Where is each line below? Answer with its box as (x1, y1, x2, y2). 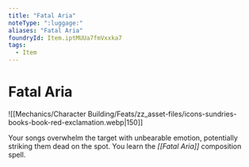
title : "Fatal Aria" (8, 11, 77, 20)
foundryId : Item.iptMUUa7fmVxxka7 (8, 33, 123, 42)
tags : (8, 41, 26, 49)
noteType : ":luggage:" (8, 19, 83, 27)
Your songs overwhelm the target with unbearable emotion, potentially (8, 133, 238, 142)
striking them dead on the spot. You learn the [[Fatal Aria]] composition (8, 141, 242, 151)
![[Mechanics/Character (8, 109, 86, 118)
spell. (8, 150, 26, 159)
